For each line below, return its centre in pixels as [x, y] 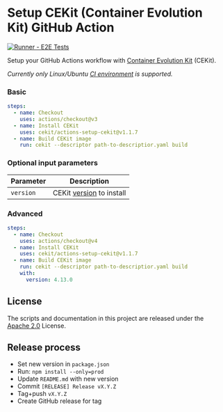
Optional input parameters [53, 163]
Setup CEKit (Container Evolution [105, 13]
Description [89, 181]
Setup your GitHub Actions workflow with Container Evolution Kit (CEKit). [112, 60]
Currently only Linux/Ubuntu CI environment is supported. [90, 74]
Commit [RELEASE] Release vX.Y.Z [67, 386]
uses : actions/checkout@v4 [59, 241]
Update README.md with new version [68, 379]
